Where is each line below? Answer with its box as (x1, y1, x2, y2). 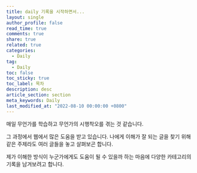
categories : (6, 48, 36, 54)
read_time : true (6, 25, 47, 32)
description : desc (6, 86, 52, 92)
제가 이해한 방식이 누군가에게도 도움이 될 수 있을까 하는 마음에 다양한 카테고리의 (6, 153, 192, 160)
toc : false (6, 70, 34, 76)
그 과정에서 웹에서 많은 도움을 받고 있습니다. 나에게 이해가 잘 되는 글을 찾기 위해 (6, 132, 192, 140)
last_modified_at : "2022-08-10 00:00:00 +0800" (6, 103, 128, 109)
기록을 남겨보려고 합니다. (6, 160, 64, 168)
